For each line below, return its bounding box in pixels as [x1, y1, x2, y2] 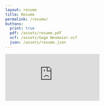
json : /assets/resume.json [10, 40, 66, 45]
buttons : [5, 21, 24, 26]
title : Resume [5, 12, 35, 17]
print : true [10, 26, 35, 31]
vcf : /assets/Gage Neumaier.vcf [10, 35, 78, 40]
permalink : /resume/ [5, 16, 49, 21]
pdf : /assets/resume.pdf [10, 30, 62, 35]
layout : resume [5, 7, 37, 12]
